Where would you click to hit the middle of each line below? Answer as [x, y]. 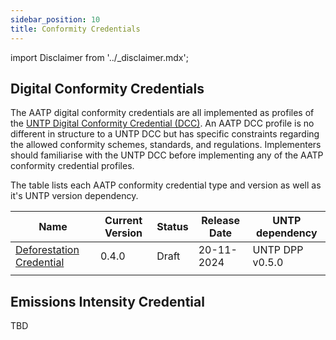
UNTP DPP [278, 250]
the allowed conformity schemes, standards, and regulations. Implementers [166, 145]
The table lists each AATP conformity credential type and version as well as [166, 185]
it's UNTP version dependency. [74, 196]
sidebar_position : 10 [55, 19]
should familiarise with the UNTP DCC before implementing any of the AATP [167, 155]
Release [220, 221]
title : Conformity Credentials [75, 29]
